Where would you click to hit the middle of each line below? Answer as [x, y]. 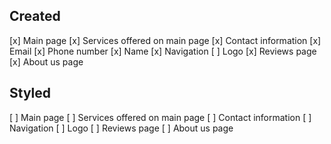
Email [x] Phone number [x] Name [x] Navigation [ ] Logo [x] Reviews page [163, 51]
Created [35, 16]
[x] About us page [46, 61]
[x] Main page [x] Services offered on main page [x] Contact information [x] [165, 40]
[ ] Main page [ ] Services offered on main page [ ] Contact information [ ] [160, 117]
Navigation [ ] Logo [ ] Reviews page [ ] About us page [121, 128]
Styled [30, 93]
